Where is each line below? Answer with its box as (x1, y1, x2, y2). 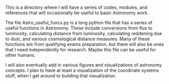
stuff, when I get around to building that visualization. (5, 73, 117, 78)
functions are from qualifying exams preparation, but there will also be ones (5, 41, 164, 47)
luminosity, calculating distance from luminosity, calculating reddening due (5, 31, 162, 36)
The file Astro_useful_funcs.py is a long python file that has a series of (5, 20, 153, 25)
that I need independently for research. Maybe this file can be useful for (5, 47, 156, 52)
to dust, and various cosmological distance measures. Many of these (5, 36, 150, 42)
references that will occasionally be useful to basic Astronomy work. (5, 10, 149, 16)
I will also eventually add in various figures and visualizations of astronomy (5, 62, 162, 68)
